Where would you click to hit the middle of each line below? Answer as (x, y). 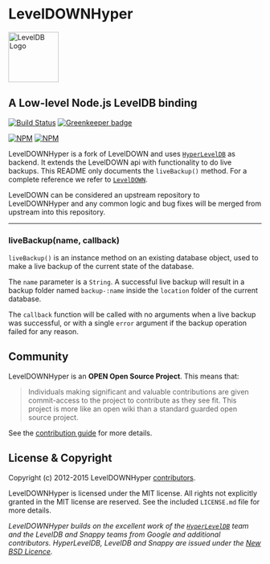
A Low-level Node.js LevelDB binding (103, 103)
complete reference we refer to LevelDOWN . (78, 179)
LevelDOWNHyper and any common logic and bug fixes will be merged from (135, 203)
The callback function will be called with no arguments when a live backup (132, 315)
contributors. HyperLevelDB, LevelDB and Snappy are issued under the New (135, 542)
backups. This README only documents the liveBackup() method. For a (128, 170)
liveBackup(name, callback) (64, 240)
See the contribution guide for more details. (80, 433)
